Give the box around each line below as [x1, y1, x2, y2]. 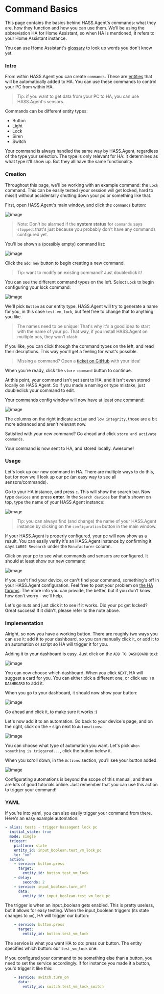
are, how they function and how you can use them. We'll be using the [5, 25, 145, 30]
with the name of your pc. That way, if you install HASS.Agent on [17, 328, 148, 334]
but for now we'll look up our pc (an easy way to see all [5, 474, 117, 480]
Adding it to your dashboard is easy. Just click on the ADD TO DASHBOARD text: [5, 651, 159, 657]
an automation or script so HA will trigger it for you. [5, 641, 109, 647]
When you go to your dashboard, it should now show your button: [5, 690, 138, 696]
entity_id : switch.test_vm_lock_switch [23, 984, 104, 989]
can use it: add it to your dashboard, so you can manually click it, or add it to [5, 636, 159, 642]
